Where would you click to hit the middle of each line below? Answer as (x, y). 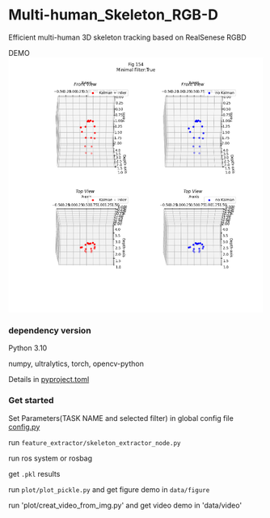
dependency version (50, 330)
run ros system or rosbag (51, 458)
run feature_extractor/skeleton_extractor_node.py (95, 442)
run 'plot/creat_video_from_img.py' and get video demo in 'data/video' (125, 505)
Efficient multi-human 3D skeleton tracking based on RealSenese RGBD (127, 37)
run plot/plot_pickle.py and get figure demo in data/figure (109, 489)
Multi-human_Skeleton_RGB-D (113, 15)
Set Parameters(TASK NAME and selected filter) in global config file (121, 418)
